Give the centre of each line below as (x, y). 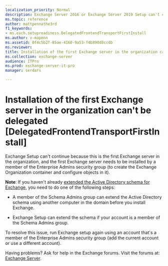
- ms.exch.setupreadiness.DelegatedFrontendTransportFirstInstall (76, 33)
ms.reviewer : (19, 47)
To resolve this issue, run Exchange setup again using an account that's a (81, 232)
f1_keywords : (19, 29)
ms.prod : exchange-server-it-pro (40, 66)
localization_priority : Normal (38, 10)
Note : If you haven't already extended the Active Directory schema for (77, 182)
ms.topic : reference (27, 19)
